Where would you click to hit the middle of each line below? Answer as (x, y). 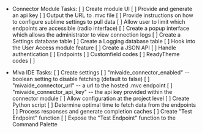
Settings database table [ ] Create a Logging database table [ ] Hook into (104, 41)
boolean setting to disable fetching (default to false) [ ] (81, 79)
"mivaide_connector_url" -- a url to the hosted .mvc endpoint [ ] (92, 85)
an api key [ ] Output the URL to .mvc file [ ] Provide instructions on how (103, 15)
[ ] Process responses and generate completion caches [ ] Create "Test (102, 111)
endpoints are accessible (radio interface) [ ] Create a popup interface (101, 28)
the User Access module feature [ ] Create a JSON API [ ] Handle (94, 48)
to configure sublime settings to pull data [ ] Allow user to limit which (99, 22)
